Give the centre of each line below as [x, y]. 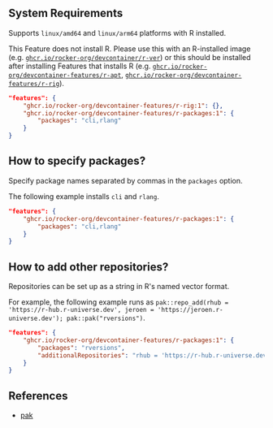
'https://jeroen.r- [190, 310]
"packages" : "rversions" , [82, 348]
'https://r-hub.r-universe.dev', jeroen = [81, 310]
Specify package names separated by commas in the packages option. [126, 180]
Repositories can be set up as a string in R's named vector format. [119, 287]
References [38, 396]
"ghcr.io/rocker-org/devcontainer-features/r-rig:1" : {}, [123, 106]
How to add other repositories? [89, 267]
